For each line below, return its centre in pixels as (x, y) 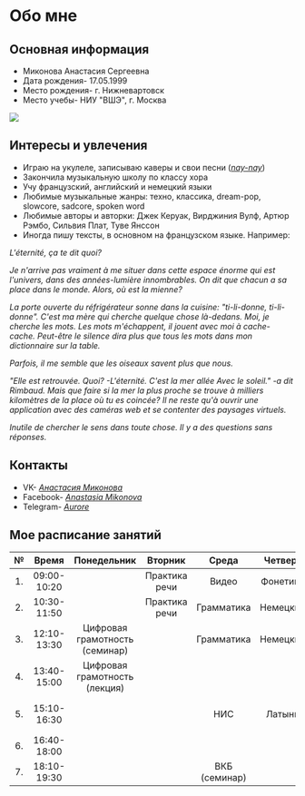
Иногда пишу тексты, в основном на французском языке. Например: (156, 235)
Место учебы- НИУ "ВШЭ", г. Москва (94, 100)
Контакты (39, 465)
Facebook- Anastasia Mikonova (82, 496)
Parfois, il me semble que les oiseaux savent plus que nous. (121, 363)
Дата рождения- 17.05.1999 (75, 81)
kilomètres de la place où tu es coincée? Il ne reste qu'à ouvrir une (134, 399)
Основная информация (79, 49)
